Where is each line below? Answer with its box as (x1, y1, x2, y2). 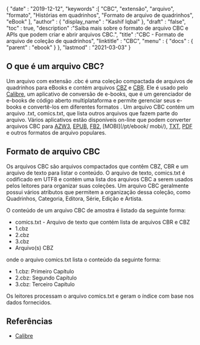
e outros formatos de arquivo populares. (6, 129, 107, 136)
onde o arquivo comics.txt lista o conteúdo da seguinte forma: (6, 256, 161, 263)
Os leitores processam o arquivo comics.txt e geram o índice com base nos (6, 292, 195, 300)
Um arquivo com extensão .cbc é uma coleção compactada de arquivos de (6, 77, 193, 84)
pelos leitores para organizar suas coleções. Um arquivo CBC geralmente (6, 182, 189, 189)
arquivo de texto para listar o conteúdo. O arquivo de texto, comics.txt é (6, 169, 185, 176)
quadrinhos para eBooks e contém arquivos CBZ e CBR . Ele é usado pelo (6, 84, 189, 91)
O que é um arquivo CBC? (6, 61, 105, 72)
